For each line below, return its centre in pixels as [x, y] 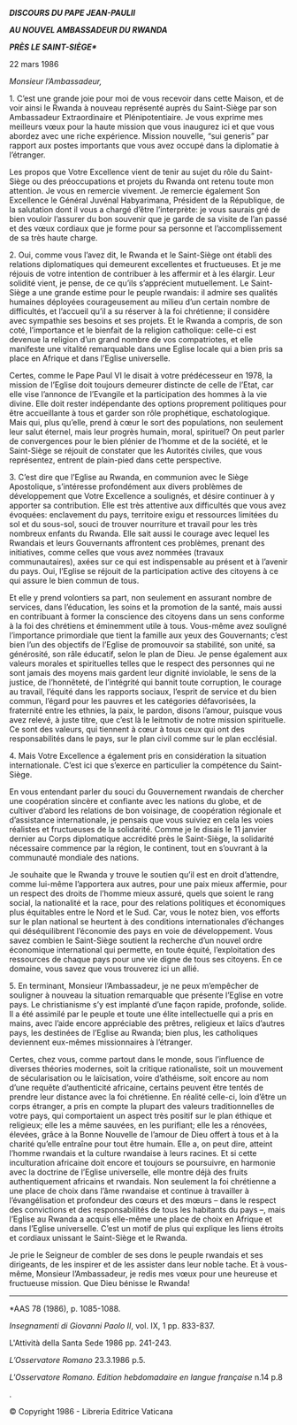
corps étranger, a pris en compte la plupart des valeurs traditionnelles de [142, 1106]
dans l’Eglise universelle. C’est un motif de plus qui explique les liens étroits [147, 1228]
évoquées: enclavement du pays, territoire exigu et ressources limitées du [144, 515]
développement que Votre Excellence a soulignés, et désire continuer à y [142, 496]
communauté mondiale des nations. [74, 858]
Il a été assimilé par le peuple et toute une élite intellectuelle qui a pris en [141, 1014]
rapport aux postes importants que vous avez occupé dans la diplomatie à [144, 146]
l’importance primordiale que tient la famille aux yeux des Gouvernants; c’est [148, 635]
